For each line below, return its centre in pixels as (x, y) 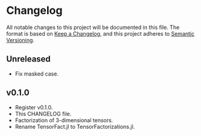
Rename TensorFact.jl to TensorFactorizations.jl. (75, 126)
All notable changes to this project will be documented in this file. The (93, 27)
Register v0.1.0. (34, 107)
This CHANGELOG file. (43, 114)
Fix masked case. (37, 74)
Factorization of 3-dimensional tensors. (64, 120)
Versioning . (21, 40)
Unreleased (29, 59)
